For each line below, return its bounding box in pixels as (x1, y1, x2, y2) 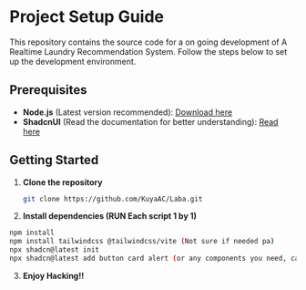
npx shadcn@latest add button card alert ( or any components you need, (9, 254, 287, 264)
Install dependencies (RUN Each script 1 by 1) (22, 211, 198, 222)
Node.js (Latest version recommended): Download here (22, 107, 233, 118)
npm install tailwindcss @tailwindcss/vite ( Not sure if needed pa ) (9, 237, 275, 246)
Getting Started (9, 152, 99, 168)
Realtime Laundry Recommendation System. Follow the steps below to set (9, 46, 288, 57)
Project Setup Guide (9, 6, 165, 27)
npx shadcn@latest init (9, 245, 100, 254)
